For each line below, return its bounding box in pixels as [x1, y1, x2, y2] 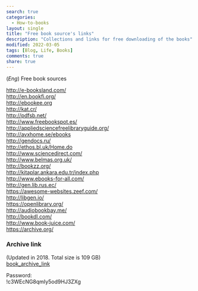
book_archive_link [6, 260, 51, 267]
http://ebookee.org [6, 99, 52, 106]
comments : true [6, 53, 44, 59]
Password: [6, 271, 32, 279]
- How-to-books [11, 20, 49, 26]
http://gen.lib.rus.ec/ [6, 181, 56, 188]
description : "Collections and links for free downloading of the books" [6, 36, 193, 42]
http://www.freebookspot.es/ [6, 118, 77, 125]
